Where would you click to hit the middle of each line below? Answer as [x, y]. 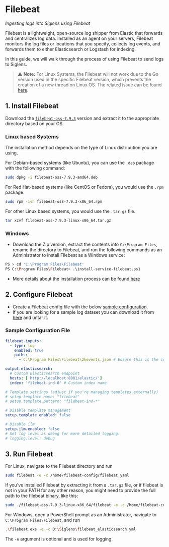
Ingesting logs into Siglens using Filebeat [48, 23]
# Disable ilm [20, 424]
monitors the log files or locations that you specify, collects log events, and [83, 43]
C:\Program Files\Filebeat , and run [43, 520]
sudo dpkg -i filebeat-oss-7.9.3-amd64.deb [52, 178]
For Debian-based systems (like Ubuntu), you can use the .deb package [80, 163]
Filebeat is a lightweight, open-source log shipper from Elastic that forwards [84, 33]
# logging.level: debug [30, 438]
